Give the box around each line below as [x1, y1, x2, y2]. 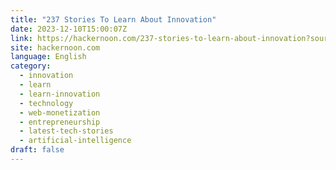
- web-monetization [19, 107, 101, 118]
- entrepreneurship [19, 117, 101, 127]
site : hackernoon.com [10, 42, 101, 53]
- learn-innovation [19, 89, 101, 99]
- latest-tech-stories [19, 126, 114, 136]
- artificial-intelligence [19, 136, 132, 146]
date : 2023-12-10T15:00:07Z [10, 24, 128, 34]
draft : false [10, 145, 65, 155]
